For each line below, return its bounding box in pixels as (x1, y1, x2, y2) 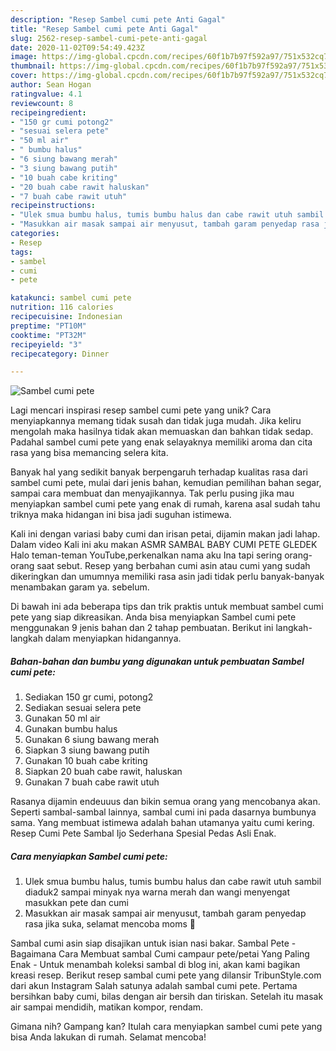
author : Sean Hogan (10, 80, 92, 90)
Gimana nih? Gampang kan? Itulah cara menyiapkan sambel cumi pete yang (10, 1021, 323, 1033)
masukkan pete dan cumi (24, 897, 129, 909)
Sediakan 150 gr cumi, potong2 (24, 691, 154, 703)
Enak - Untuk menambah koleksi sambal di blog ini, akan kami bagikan (10, 959, 301, 971)
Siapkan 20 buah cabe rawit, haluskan (24, 766, 183, 778)
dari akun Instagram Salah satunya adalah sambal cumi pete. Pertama (10, 980, 298, 992)
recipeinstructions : (10, 201, 97, 211)
